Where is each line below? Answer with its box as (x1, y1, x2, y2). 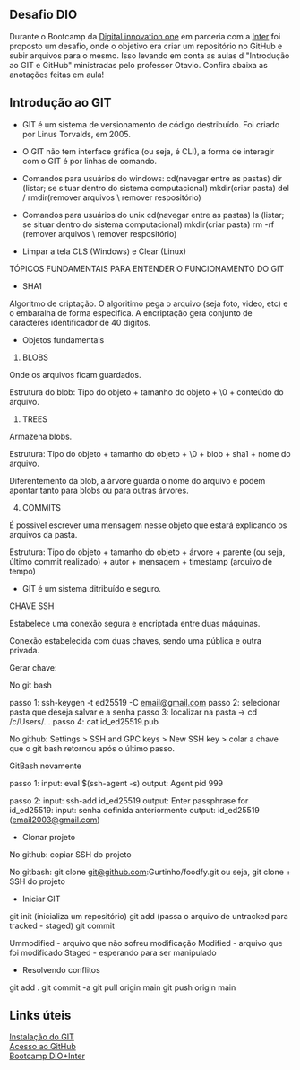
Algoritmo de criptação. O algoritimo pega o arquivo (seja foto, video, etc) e (9, 298, 288, 309)
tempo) (9, 566, 36, 576)
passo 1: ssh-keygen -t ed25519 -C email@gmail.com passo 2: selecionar (9, 697, 280, 707)
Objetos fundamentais (21, 334, 105, 345)
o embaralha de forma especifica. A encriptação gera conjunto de (9, 307, 253, 318)
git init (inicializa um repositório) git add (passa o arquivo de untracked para (9, 910, 288, 921)
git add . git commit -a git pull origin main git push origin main (9, 982, 236, 993)
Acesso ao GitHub (9, 1041, 76, 1052)
